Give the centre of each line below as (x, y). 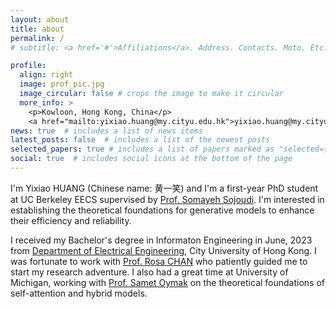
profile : (28, 66)
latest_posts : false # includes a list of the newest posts (140, 140)
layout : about (40, 19)
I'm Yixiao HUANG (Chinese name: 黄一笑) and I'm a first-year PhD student (164, 188)
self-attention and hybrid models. (79, 293)
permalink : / (37, 38)
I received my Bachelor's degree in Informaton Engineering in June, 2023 (161, 240)
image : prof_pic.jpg (62, 84)
